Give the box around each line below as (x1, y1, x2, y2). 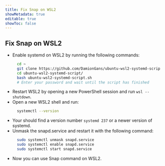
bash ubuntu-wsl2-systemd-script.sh (17, 75, 92, 80)
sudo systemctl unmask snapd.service (17, 138, 95, 142)
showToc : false (5, 21, 36, 26)
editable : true (5, 16, 36, 21)
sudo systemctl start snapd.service (17, 147, 92, 152)
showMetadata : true (5, 12, 45, 17)
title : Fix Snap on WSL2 (5, 7, 56, 12)
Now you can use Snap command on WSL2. (12, 155, 102, 161)
